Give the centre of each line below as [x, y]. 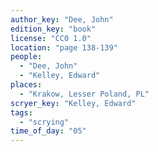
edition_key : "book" [53, 29]
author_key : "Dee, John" [62, 19]
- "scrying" [44, 122]
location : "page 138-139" [64, 47]
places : [26, 85]
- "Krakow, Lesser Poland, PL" [84, 94]
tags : [21, 112]
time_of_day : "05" [48, 131]
